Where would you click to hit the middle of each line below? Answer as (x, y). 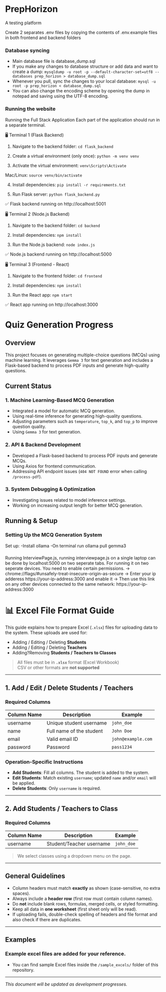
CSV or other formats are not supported (58, 668)
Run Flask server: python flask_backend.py (56, 194)
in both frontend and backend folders (43, 38)
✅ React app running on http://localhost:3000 (52, 304)
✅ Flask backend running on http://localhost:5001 (56, 204)
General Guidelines (35, 876)
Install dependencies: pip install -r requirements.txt (69, 184)
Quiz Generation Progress (59, 324)
